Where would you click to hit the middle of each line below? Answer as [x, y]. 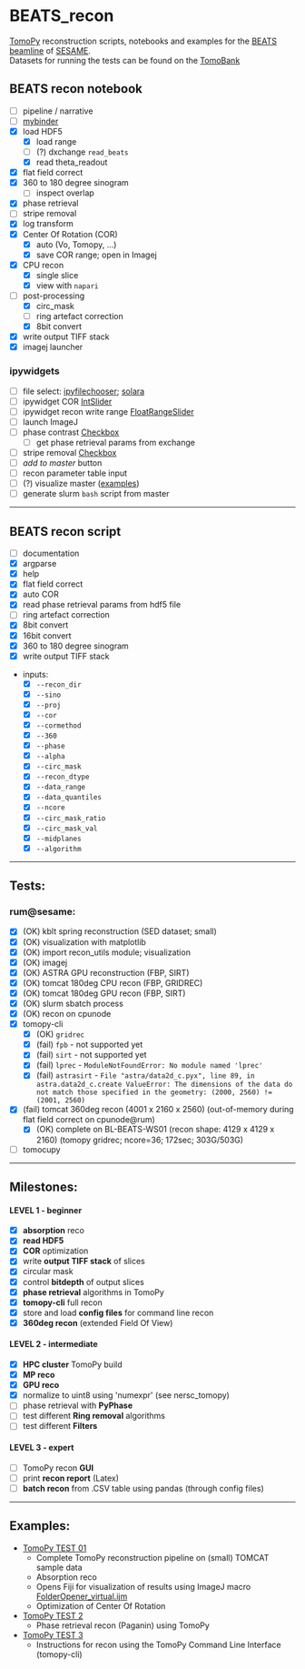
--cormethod [59, 725]
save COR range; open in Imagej [96, 255]
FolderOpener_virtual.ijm [82, 1596]
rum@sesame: [43, 912]
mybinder [40, 121]
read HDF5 [43, 1241]
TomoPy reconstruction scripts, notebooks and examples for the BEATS [143, 41]
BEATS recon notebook [76, 89]
